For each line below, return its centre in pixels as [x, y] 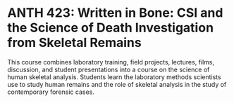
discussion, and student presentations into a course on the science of [109, 69]
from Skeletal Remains [75, 43]
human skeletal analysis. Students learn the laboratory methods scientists [114, 77]
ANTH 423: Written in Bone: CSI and [115, 13]
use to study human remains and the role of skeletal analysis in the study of [117, 84]
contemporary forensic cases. [51, 92]
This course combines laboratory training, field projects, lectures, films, [111, 62]
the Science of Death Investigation [110, 28]
